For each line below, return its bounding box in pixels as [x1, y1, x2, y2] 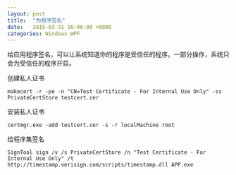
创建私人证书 [7, 74, 44, 83]
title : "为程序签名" [7, 17, 66, 24]
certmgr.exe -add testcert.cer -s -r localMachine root [7, 121, 175, 129]
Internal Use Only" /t [7, 155, 74, 162]
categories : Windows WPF [7, 30, 80, 37]
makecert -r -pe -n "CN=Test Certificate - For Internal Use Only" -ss [7, 88, 222, 95]
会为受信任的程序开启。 [7, 59, 75, 68]
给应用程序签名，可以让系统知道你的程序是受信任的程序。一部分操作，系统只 [7, 50, 230, 59]
